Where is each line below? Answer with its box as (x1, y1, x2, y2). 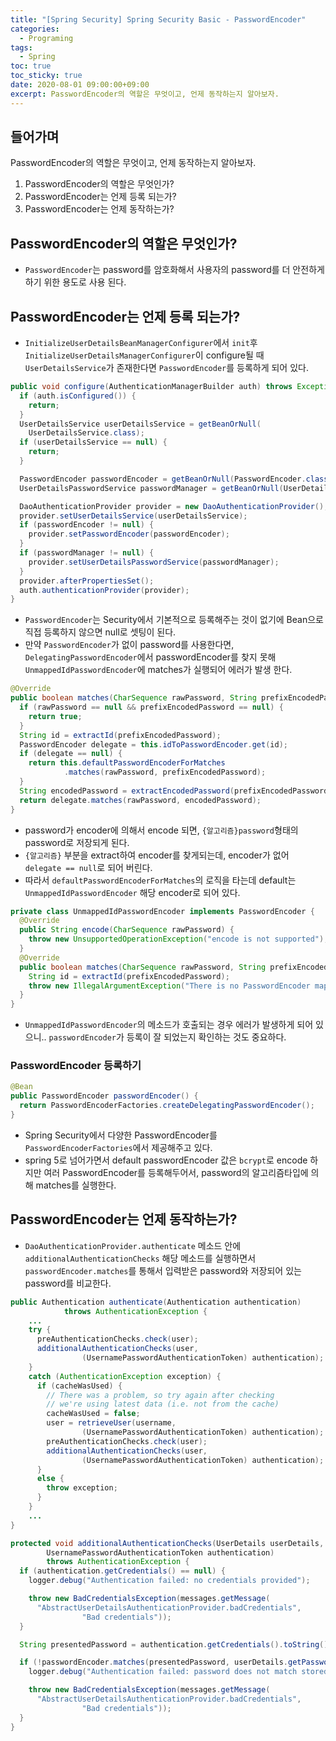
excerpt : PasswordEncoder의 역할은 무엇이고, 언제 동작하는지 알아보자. (10, 89, 280, 99)
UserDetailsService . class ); (28, 428, 145, 438)
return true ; (28, 711, 83, 721)
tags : (10, 42, 33, 53)
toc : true (10, 61, 52, 71)
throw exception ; (46, 1483, 118, 1493)
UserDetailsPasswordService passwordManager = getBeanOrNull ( (19, 483, 284, 493)
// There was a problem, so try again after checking (46, 1390, 275, 1400)
